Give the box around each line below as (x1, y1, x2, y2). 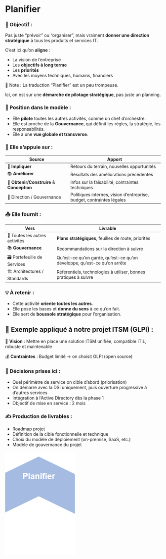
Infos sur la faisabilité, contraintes (70, 179, 139, 185)
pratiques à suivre (56, 274, 93, 280)
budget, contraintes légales (70, 197, 126, 203)
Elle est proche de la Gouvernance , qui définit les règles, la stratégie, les (12, 120, 161, 127)
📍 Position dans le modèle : (5, 104, 71, 111)
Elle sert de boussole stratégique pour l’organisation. (12, 311, 122, 317)
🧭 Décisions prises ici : (5, 368, 61, 375)
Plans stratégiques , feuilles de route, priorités (56, 235, 151, 241)
